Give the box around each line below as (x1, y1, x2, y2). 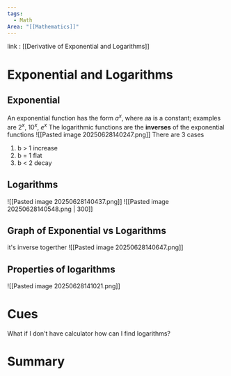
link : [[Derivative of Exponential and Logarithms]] (7, 42, 150, 51)
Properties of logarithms (7, 263, 116, 275)
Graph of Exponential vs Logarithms (7, 224, 167, 237)
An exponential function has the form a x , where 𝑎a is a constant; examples (7, 113, 221, 123)
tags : (7, 10, 23, 17)
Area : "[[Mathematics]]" (7, 23, 79, 30)
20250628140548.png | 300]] (7, 205, 93, 213)
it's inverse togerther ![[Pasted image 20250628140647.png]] (7, 243, 184, 251)
